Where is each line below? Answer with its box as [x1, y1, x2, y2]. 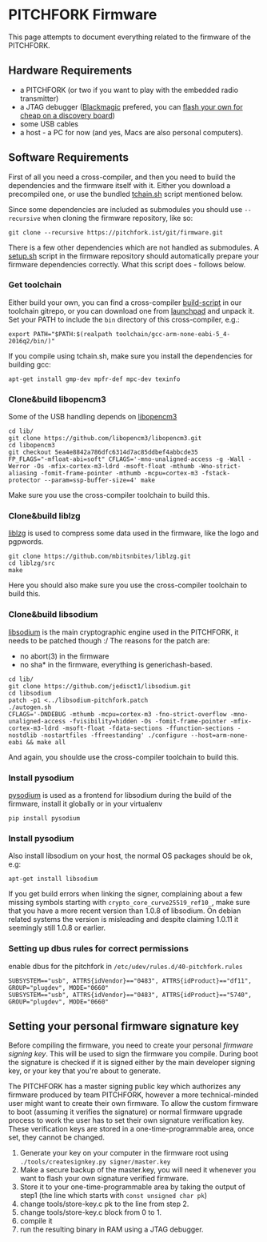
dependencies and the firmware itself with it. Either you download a [8, 180, 231, 190]
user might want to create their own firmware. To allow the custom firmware [8, 1099, 258, 1108]
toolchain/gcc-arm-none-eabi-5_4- [115, 330, 230, 338]
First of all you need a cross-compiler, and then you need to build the [8, 172, 236, 182]
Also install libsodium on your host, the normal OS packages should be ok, [8, 851, 253, 861]
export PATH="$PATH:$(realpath [8, 330, 113, 338]
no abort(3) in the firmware [19, 651, 110, 661]
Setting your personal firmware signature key [8, 1020, 240, 1033]
